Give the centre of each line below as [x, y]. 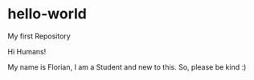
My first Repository [39, 36]
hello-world [47, 14]
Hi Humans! [27, 51]
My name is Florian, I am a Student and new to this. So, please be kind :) [127, 67]
